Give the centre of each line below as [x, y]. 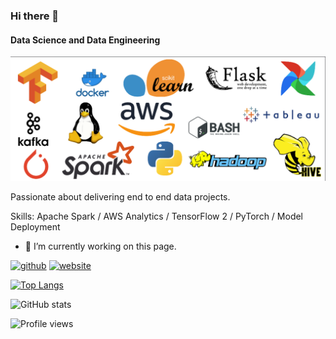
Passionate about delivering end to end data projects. [120, 196]
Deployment [35, 226]
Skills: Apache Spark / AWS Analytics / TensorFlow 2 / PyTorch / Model [157, 216]
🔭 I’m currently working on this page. [100, 246]
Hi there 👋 [35, 16]
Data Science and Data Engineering [85, 40]
